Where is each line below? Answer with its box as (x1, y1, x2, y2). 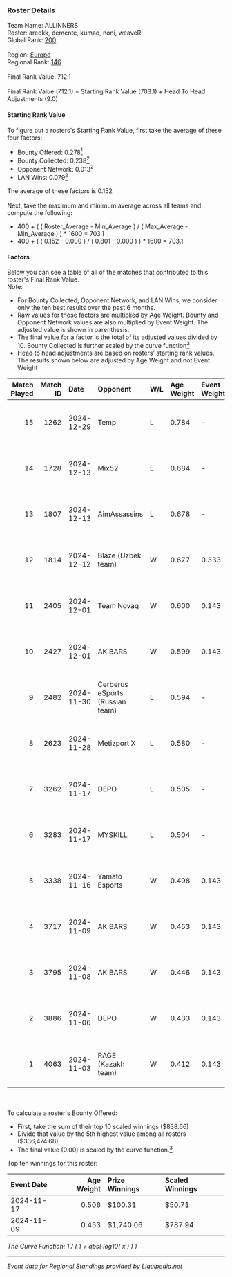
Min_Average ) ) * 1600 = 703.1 (17, 230, 105, 238)
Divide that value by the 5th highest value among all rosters (17, 1130, 186, 1138)
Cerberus (97, 679, 129, 689)
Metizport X (97, 738, 136, 748)
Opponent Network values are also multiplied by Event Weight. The (17, 318, 209, 327)
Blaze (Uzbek (97, 551, 142, 560)
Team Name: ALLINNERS (7, 21, 78, 30)
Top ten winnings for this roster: (7, 1159, 98, 1167)
